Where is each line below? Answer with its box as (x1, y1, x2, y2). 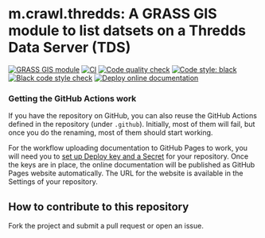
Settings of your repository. (8, 177, 98, 186)
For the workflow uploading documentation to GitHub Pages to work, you (8, 144, 248, 153)
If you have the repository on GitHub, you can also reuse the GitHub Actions (8, 111, 257, 121)
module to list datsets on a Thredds (8, 21, 247, 40)
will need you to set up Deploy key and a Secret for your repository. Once (8, 152, 249, 161)
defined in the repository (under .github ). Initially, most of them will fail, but (8, 120, 255, 129)
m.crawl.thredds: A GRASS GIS (8, 5, 217, 23)
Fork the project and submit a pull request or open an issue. (8, 221, 205, 231)
